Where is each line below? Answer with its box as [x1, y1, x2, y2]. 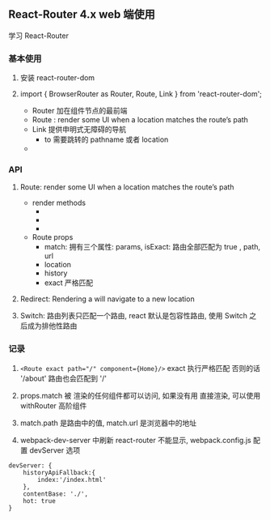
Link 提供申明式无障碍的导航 [32, 125, 127, 134]
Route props [32, 232, 74, 242]
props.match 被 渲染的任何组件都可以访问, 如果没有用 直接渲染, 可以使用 [19, 390, 261, 400]
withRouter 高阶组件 [19, 400, 87, 411]
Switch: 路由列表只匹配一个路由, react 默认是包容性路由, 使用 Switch [19, 311, 248, 321]
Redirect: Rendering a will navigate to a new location [19, 294, 196, 304]
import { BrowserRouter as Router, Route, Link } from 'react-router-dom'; [19, 89, 263, 99]
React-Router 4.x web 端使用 [8, 7, 155, 22]
